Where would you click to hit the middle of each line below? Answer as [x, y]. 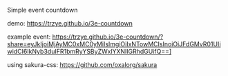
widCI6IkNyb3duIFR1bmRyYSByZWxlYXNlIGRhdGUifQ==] [89, 51]
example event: [29, 37]
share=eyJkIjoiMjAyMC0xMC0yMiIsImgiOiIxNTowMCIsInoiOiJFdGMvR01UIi [114, 44]
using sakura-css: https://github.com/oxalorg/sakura [82, 65]
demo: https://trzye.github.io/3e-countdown [70, 23]
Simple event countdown [42, 10]
